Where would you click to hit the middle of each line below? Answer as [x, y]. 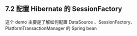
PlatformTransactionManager [35, 28]
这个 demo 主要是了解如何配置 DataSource [49, 22]
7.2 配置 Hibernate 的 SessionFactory [64, 9]
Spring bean [84, 28]
